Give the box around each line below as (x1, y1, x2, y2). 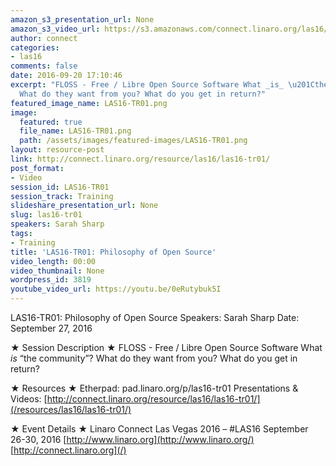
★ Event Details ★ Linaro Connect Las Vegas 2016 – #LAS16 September (10, 423, 309, 435)
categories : (10, 42, 60, 53)
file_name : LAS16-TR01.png (19, 126, 132, 136)
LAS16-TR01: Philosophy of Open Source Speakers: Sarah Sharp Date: (10, 312, 300, 323)
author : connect (10, 33, 78, 43)
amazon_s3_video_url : (10, 24, 101, 34)
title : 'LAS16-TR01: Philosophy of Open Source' (10, 247, 217, 257)
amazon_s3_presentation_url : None (10, 14, 155, 25)
